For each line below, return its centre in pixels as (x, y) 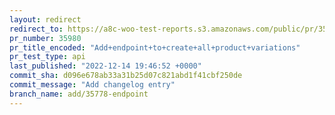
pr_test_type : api (47, 57)
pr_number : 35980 (45, 38)
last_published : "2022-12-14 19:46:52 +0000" (105, 66)
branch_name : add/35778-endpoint (79, 94)
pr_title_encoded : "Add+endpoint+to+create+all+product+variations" (155, 47)
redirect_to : (36, 29)
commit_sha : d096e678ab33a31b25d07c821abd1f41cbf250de (126, 76)
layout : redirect (45, 19)
